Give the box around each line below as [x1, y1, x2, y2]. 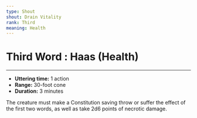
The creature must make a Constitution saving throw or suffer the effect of [6, 99, 186, 106]
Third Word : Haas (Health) [6, 50, 139, 63]
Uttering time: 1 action [14, 75, 69, 82]
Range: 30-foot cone [14, 82, 66, 89]
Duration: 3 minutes [14, 87, 63, 95]
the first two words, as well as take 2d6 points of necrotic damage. [6, 105, 167, 112]
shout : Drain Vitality [6, 14, 62, 20]
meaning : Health [6, 25, 46, 31]
